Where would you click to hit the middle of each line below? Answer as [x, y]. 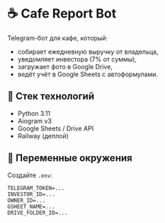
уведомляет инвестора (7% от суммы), [77, 59]
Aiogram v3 [34, 121]
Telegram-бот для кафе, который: [58, 38]
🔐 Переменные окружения [70, 158]
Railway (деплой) [43, 135]
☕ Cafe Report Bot [62, 14]
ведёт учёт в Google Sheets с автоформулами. [87, 74]
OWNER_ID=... [27, 200]
